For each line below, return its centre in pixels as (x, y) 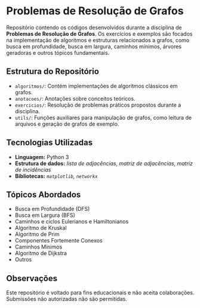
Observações (32, 278)
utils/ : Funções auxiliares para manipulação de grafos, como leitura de (103, 117)
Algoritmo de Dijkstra (41, 253)
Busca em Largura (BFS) (45, 215)
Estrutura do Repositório (53, 72)
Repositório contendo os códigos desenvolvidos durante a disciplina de (94, 27)
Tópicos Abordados (44, 195)
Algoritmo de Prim (37, 234)
